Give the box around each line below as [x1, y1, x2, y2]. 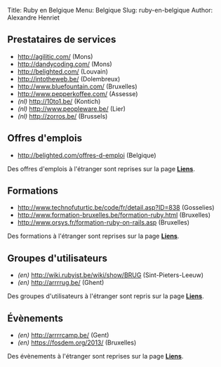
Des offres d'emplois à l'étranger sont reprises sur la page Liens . [7, 164, 195, 173]
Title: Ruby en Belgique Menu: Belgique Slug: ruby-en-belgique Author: [7, 6, 213, 14]
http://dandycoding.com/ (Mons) [17, 60, 112, 68]
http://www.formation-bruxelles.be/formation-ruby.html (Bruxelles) [17, 211, 211, 220]
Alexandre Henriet [7, 13, 60, 22]
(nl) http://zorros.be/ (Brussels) [17, 112, 108, 120]
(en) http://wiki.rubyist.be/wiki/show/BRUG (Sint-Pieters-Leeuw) [17, 271, 204, 279]
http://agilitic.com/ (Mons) [17, 52, 93, 60]
